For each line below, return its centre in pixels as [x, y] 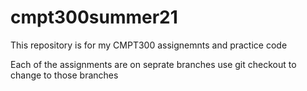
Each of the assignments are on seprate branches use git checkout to [153, 64]
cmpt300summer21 [94, 17]
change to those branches [64, 75]
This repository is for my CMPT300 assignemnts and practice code [149, 45]
